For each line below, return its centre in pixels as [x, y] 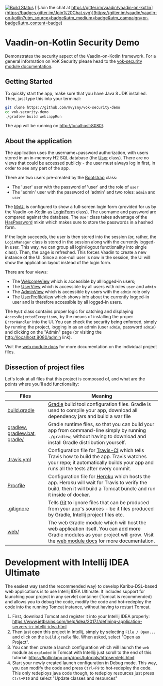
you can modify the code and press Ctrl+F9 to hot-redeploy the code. [82, 668]
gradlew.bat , [22, 433]
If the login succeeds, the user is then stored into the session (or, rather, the [81, 237]
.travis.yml [19, 459]
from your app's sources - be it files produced [101, 509]
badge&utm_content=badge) [34, 23]
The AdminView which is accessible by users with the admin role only [81, 292]
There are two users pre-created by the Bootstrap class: [61, 178]
